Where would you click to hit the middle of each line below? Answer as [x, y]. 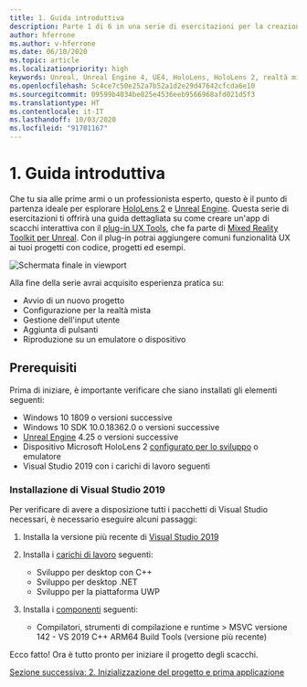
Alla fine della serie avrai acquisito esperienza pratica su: [116, 282]
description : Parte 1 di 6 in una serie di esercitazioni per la [136, 26]
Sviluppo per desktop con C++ [94, 573]
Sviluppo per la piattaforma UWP [98, 592]
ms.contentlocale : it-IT [57, 111]
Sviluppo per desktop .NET [87, 582]
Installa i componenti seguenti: [80, 609]
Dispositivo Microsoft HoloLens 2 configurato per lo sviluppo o [140, 446]
